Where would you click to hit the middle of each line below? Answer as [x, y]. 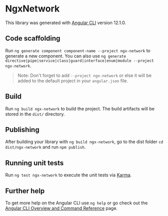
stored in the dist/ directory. [35, 114]
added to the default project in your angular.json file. [73, 80]
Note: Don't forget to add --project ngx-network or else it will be [85, 75]
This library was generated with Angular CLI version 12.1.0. [66, 23]
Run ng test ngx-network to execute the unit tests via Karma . [68, 175]
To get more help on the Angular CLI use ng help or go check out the [76, 203]
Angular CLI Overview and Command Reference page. [61, 208]
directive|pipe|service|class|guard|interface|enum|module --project [80, 61]
